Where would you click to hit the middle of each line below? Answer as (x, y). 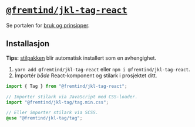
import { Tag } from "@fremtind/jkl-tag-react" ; (67, 86)
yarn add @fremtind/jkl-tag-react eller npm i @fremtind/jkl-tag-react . (102, 69)
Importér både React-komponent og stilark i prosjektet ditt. (86, 75)
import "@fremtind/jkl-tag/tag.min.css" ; (58, 102)
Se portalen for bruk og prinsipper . (48, 25)
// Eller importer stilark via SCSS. (52, 113)
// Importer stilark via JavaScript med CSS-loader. (72, 97)
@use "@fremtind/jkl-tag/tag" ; (44, 118)
